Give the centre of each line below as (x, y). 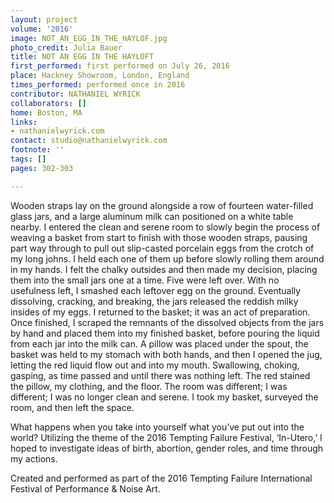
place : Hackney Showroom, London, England (100, 76)
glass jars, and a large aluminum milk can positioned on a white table (152, 216)
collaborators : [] (48, 103)
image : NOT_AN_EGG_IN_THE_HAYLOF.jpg (89, 38)
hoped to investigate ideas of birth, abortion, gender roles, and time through (167, 448)
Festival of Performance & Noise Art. (85, 488)
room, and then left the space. (72, 407)
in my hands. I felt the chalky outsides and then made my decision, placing (164, 269)
